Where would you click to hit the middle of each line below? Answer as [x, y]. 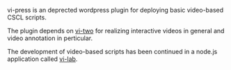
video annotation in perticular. [50, 38]
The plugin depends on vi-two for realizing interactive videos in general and [116, 31]
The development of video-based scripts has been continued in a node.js [112, 52]
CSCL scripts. [27, 17]
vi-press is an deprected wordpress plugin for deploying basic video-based [115, 10]
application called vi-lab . [42, 59]
